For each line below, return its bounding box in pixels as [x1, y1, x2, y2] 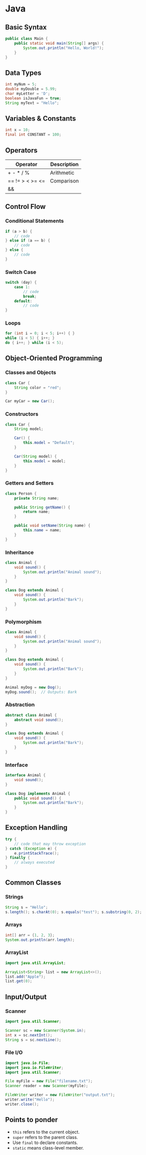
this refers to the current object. [12, 1128, 80, 1135]
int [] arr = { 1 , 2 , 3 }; [5, 932, 55, 937]
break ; [23, 293, 37, 299]
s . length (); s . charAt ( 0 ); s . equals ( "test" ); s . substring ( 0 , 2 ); [5, 909, 142, 914]
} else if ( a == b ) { [5, 238, 50, 243]
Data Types [5, 68, 41, 77]
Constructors [5, 410, 38, 417]
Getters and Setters [5, 479, 54, 486]
